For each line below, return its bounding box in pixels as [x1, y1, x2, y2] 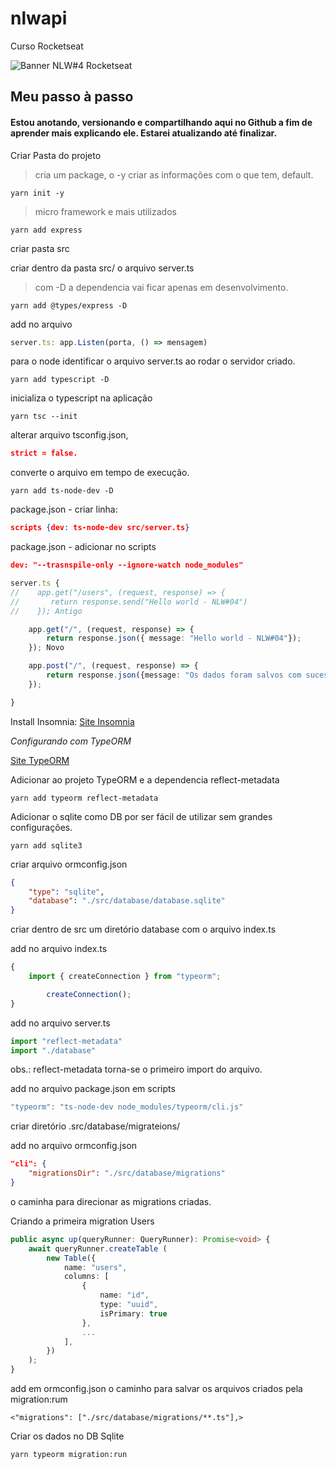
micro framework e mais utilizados [34, 205, 177, 217]
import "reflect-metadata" [10, 1036, 123, 1046]
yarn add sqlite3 [10, 840, 83, 851]
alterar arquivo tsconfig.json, [10, 429, 129, 441]
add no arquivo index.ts [10, 943, 108, 955]
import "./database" [10, 1045, 97, 1056]
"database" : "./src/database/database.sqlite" [28, 896, 226, 906]
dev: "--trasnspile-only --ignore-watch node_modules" [10, 560, 244, 571]
